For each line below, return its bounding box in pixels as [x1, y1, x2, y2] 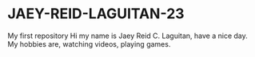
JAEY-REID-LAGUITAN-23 [7, 5, 185, 23]
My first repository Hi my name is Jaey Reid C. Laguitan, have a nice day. [7, 31, 249, 40]
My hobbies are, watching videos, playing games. [7, 39, 171, 48]
